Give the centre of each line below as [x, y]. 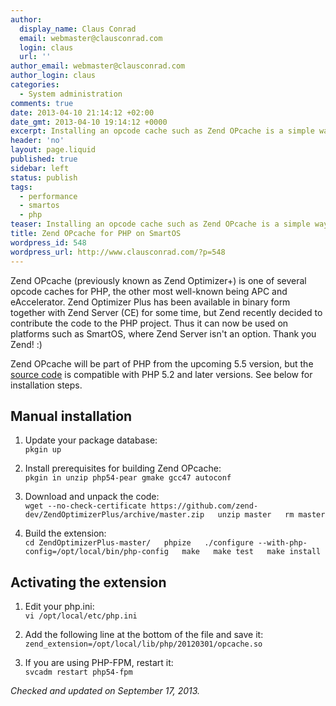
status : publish [44, 177]
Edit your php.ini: [59, 607]
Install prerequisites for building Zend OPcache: [123, 468]
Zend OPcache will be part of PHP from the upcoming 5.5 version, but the [162, 363]
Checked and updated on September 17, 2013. [105, 691]
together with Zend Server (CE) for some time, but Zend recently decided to [166, 312]
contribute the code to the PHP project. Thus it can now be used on [149, 323]
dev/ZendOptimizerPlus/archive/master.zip [114, 515]
